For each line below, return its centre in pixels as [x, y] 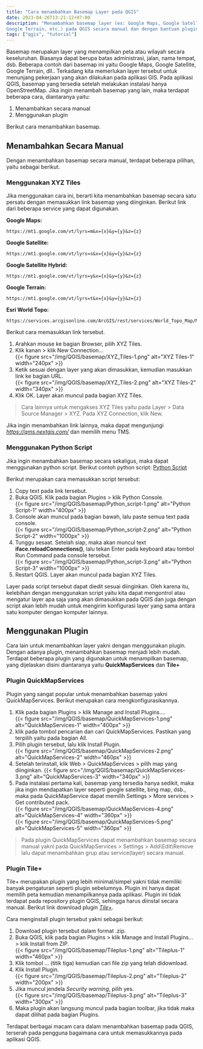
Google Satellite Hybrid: [37, 265]
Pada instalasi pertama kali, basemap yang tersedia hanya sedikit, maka [105, 783]
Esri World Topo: [28, 310]
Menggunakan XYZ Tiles [43, 183]
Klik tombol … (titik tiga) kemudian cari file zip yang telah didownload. [101, 963]
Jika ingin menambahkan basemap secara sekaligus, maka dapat [87, 461]
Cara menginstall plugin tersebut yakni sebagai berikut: [75, 919]
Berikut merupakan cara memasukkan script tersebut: [73, 479]
